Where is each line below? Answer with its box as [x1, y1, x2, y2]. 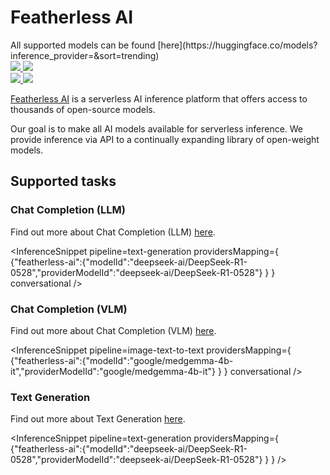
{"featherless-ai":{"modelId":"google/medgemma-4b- [10, 354, 234, 366]
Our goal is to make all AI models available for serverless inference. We [10, 122, 304, 135]
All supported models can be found [10, 39, 156, 51]
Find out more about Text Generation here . [10, 413, 186, 425]
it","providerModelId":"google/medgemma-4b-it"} [10, 365, 216, 377]
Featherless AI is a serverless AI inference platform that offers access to [10, 92, 308, 105]
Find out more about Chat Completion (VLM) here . [10, 324, 217, 336]
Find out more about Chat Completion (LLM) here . [10, 226, 216, 238]
